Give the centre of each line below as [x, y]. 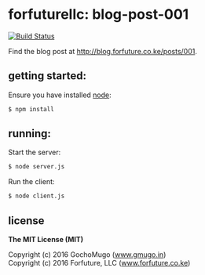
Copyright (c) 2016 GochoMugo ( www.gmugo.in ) [87, 255]
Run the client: [31, 182]
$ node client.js [37, 196]
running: [29, 134]
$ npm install [31, 109]
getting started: [47, 76]
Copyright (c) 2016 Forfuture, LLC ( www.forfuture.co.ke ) [99, 263]
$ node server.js [37, 167]
